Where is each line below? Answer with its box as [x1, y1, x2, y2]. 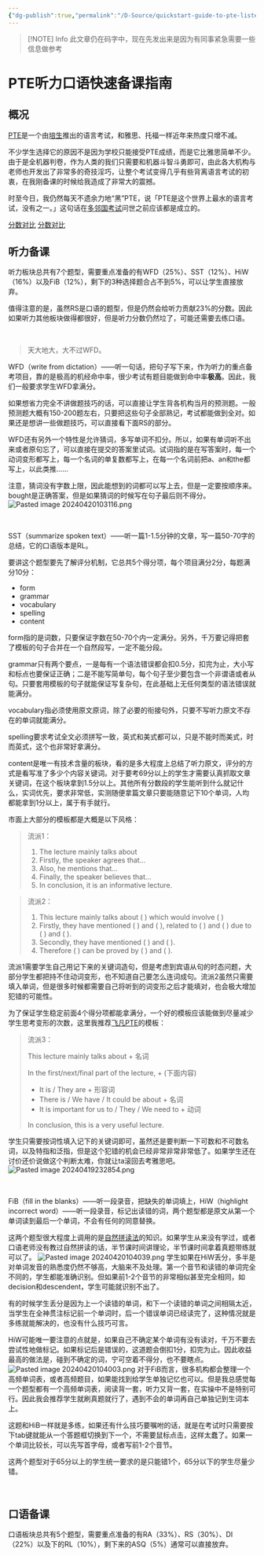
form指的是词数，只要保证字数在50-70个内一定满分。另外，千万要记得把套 [8, 633, 250, 642]
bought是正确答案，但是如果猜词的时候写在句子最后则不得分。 [8, 491, 211, 500]
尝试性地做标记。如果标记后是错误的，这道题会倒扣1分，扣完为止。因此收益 [8, 1345, 252, 1355]
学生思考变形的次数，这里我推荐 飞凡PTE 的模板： [8, 1018, 167, 1028]
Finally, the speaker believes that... [38, 872, 152, 881]
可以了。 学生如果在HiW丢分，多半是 [8, 1253, 256, 1262]
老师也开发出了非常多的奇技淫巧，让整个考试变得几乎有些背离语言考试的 [8, 167, 242, 176]
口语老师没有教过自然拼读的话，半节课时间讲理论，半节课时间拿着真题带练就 [8, 1243, 256, 1253]
